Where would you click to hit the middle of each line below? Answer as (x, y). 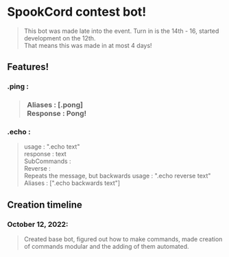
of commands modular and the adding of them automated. (107, 247)
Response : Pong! (57, 114)
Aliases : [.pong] (55, 105)
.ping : (18, 86)
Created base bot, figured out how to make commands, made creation (123, 239)
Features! (28, 67)
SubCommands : (47, 161)
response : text (45, 154)
